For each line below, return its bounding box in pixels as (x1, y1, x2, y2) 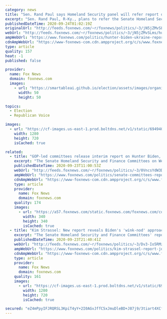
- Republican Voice (9, 113, 50, 118)
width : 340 (23, 214, 46, 219)
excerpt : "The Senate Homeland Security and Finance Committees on (14, 159, 157, 164)
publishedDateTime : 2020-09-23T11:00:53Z (14, 163, 101, 168)
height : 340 (23, 219, 48, 224)
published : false (5, 58, 41, 63)
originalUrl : (5, 26, 32, 31)
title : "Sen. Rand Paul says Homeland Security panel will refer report (5, 12, 159, 17)
